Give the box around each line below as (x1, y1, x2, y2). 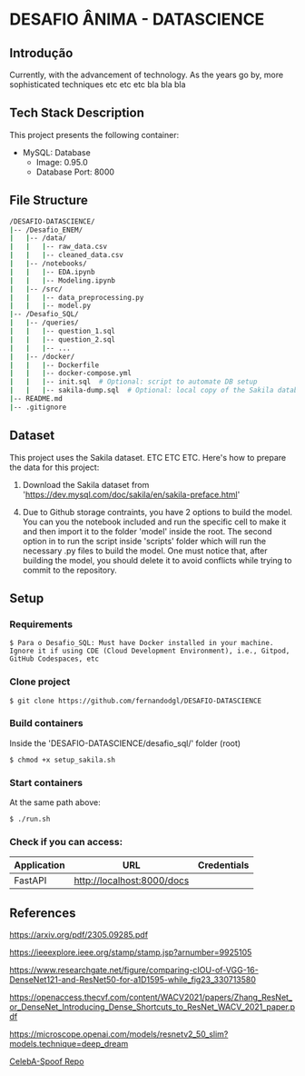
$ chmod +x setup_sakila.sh (9, 755, 116, 764)
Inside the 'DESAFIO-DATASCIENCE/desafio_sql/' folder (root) (9, 737, 241, 749)
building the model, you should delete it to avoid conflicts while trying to (22, 554, 292, 565)
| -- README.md (9, 394, 64, 403)
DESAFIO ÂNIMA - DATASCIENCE (9, 9, 265, 30)
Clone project (9, 675, 71, 688)
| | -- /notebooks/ (9, 259, 88, 268)
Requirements (9, 618, 74, 631)
